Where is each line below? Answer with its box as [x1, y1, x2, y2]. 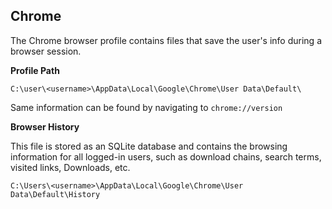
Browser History [10, 120, 80, 133]
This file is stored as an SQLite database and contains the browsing [10, 140, 288, 152]
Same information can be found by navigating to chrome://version [10, 101, 283, 113]
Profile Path [10, 64, 60, 76]
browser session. [10, 45, 82, 57]
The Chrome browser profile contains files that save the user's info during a [10, 34, 322, 46]
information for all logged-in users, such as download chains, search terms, [10, 150, 322, 163]
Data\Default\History [10, 189, 101, 199]
